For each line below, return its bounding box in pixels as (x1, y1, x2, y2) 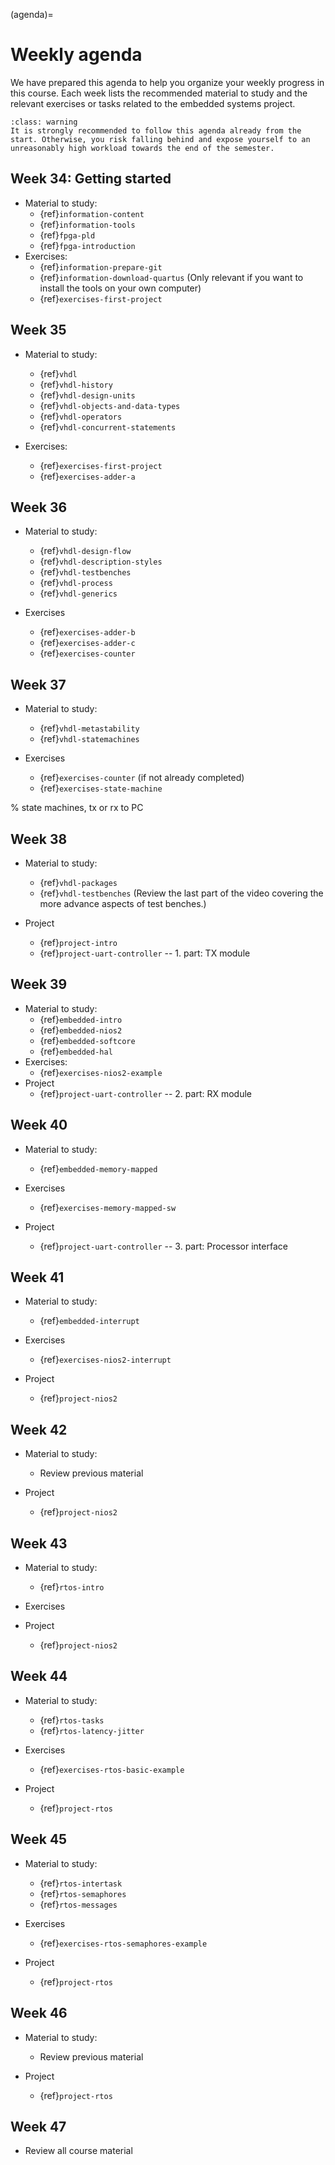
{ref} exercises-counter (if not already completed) (39, 772, 245, 784)
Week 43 (10, 1535, 68, 1552)
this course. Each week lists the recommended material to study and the (10, 87, 308, 99)
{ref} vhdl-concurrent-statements (39, 420, 177, 433)
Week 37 (10, 676, 67, 693)
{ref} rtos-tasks (39, 1714, 105, 1726)
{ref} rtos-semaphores (39, 1887, 127, 1899)
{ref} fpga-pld (39, 229, 96, 241)
